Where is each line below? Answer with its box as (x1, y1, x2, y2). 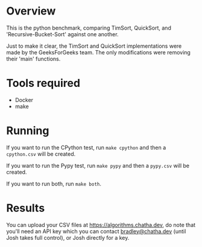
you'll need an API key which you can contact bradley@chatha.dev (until (6, 228, 186, 235)
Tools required (6, 77, 80, 90)
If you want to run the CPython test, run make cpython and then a (6, 144, 166, 151)
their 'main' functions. (6, 55, 61, 62)
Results (6, 201, 45, 215)
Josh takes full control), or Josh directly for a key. (6, 234, 130, 241)
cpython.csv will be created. (6, 150, 76, 158)
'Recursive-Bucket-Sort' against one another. (6, 30, 119, 37)
